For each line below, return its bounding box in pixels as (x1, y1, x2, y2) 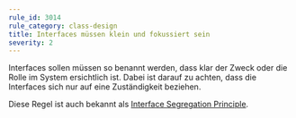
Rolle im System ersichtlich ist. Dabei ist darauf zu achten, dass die (8, 72, 257, 83)
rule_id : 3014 (8, 13, 62, 22)
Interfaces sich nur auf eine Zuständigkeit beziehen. (8, 81, 202, 92)
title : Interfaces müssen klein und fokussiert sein (8, 29, 211, 38)
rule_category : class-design (8, 21, 118, 30)
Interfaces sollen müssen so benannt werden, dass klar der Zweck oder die (8, 63, 288, 73)
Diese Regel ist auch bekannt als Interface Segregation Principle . (8, 99, 249, 110)
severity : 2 (8, 38, 53, 47)
